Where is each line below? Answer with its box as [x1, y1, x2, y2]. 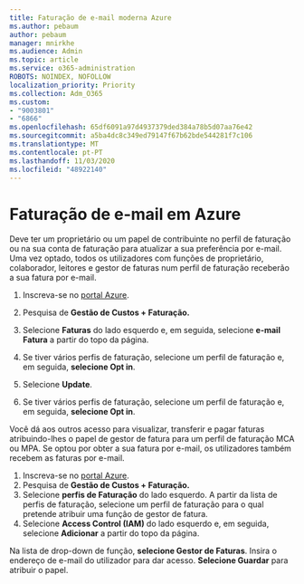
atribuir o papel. [9, 565, 69, 576]
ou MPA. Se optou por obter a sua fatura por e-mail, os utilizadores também [9, 443, 292, 454]
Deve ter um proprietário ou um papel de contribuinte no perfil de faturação [9, 234, 291, 244]
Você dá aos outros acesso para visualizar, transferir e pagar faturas [9, 424, 265, 435]
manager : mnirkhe [9, 38, 75, 48]
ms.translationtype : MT [9, 139, 100, 148]
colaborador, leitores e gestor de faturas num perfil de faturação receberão [9, 263, 290, 273]
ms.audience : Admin [9, 47, 83, 56]
